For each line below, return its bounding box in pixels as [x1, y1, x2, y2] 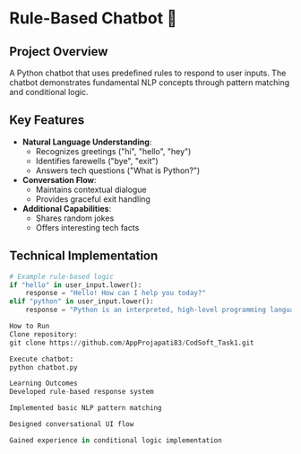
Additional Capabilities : [21, 203, 112, 214]
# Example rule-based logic [9, 272, 115, 281]
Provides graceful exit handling [35, 193, 150, 205]
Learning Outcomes [9, 379, 78, 389]
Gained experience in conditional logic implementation [9, 435, 222, 445]
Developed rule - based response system [9, 388, 154, 397]
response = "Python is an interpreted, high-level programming [25, 305, 267, 315]
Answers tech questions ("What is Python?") [35, 165, 201, 176]
